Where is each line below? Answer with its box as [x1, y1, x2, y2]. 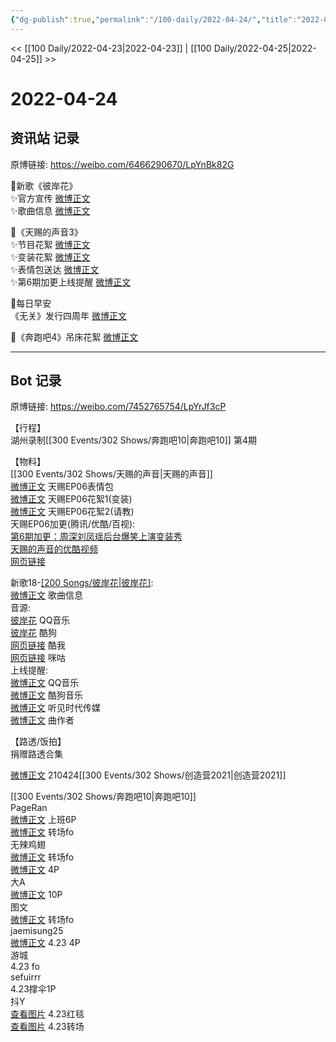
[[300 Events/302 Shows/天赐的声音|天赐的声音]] [10, 468, 213, 480]
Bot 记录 [10, 372, 62, 390]
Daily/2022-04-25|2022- [213, 42, 317, 54]
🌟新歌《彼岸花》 [10, 179, 78, 191]
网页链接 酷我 [10, 639, 66, 651]
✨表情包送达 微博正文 [10, 263, 100, 275]
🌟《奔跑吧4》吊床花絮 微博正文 [10, 331, 139, 343]
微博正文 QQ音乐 [10, 677, 80, 689]
